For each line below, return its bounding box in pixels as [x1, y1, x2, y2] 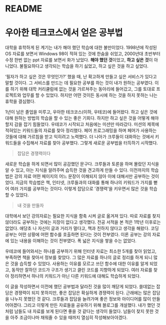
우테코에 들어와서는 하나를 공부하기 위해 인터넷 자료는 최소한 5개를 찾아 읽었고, [5, 248, 157, 254]
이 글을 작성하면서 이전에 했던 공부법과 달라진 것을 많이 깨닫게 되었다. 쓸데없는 [5, 283, 156, 290]
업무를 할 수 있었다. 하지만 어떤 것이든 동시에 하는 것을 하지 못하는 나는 [22, 92, 158, 98]
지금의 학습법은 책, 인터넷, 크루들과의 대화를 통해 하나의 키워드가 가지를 [15, 179, 153, 186]
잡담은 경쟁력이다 [17, 151, 51, 157]
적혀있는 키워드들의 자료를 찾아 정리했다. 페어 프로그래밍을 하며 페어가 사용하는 [5, 127, 157, 134]
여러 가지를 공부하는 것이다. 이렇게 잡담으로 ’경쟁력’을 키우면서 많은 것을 [10, 186, 148, 192]
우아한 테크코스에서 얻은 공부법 [5, 27, 123, 39]
